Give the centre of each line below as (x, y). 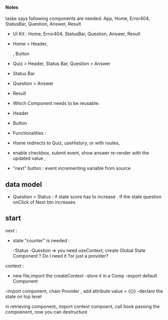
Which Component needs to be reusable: (56, 103)
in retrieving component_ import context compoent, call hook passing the (82, 306)
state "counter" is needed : (41, 240)
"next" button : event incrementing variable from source (72, 168)
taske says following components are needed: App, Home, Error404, (78, 18)
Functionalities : (29, 133)
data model (24, 184)
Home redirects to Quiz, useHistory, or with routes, (66, 143)
